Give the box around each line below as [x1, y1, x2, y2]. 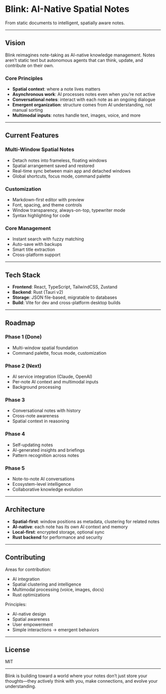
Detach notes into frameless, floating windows [12, 157, 107, 163]
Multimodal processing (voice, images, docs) [12, 586, 104, 592]
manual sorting [12, 107, 43, 113]
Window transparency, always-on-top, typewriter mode [12, 207, 125, 213]
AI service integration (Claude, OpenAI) [12, 373, 92, 379]
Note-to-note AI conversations [12, 476, 75, 482]
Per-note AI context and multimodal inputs [12, 379, 99, 385]
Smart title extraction [12, 246, 55, 253]
